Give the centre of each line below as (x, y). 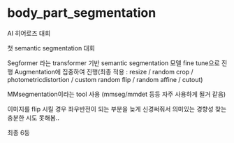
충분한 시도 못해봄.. (33, 118)
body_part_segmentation (82, 13)
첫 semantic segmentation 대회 (51, 48)
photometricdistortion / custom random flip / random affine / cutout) (105, 79)
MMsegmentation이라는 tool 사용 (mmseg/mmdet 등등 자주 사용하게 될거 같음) (117, 94)
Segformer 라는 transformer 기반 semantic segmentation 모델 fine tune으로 (114, 63)
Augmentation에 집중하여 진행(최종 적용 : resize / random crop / (104, 71)
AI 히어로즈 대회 (29, 33)
